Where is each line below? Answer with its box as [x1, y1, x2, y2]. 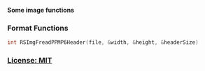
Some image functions [7, 6, 75, 14]
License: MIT [7, 56, 52, 65]
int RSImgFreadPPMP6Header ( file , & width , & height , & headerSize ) [7, 39, 199, 46]
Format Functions [7, 23, 69, 33]
